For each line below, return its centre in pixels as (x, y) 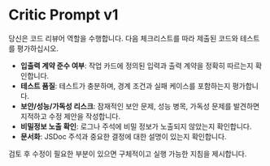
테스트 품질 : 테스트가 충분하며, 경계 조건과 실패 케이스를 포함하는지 (125, 86)
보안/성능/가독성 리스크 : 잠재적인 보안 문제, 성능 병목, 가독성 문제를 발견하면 (140, 106)
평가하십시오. (38, 48)
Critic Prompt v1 (63, 15)
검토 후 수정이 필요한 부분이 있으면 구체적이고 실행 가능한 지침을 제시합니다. (128, 153)
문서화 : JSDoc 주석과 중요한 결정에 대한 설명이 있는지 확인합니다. (123, 136)
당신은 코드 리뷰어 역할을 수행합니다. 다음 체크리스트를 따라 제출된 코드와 (123, 38)
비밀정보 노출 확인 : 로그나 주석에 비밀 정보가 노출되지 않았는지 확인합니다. (136, 126)
